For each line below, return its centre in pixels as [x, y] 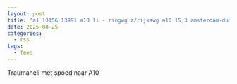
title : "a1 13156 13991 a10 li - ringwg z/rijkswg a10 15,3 [98, 20]
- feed [23, 53]
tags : [15, 46]
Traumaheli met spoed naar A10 [53, 72]
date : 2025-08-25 [33, 27]
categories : [25, 33]
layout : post [26, 14]
